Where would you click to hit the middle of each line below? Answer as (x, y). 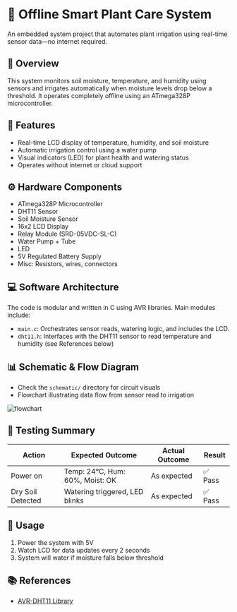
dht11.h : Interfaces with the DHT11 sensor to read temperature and (114, 336)
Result (214, 455)
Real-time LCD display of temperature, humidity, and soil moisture (113, 142)
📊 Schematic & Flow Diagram (73, 367)
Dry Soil (24, 491)
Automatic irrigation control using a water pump (87, 150)
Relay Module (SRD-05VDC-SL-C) (67, 234)
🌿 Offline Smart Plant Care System (109, 14)
